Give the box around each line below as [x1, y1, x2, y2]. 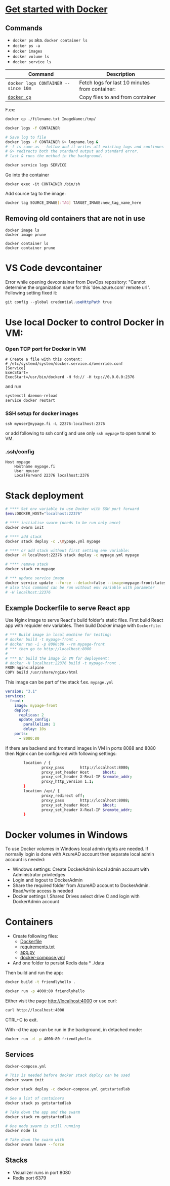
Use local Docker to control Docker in [5, 316, 164, 328]
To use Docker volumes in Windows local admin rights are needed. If [5, 846, 148, 852]
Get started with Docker [5, 4, 108, 15]
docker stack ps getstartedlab [5, 1100, 71, 1106]
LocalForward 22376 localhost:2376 [14, 473, 90, 478]
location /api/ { [23, 788, 60, 794]
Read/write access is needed [12, 888, 73, 894]
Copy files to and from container [79, 94, 156, 101]
